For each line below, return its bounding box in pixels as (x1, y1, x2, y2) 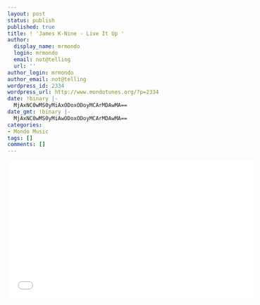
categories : (7, 121, 42, 129)
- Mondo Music (7, 128, 49, 135)
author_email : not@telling (7, 75, 87, 83)
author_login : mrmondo (7, 69, 74, 76)
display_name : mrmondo (13, 43, 80, 50)
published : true (7, 23, 55, 30)
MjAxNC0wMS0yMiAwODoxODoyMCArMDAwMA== (13, 115, 128, 122)
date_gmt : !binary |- (7, 108, 71, 115)
